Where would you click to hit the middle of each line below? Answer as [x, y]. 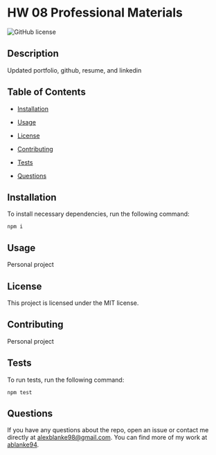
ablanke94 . [23, 445]
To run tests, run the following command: [66, 380]
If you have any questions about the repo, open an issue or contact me [108, 430]
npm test [20, 392]
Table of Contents [47, 92]
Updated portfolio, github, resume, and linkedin [74, 70]
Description [33, 54]
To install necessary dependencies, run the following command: [98, 214]
